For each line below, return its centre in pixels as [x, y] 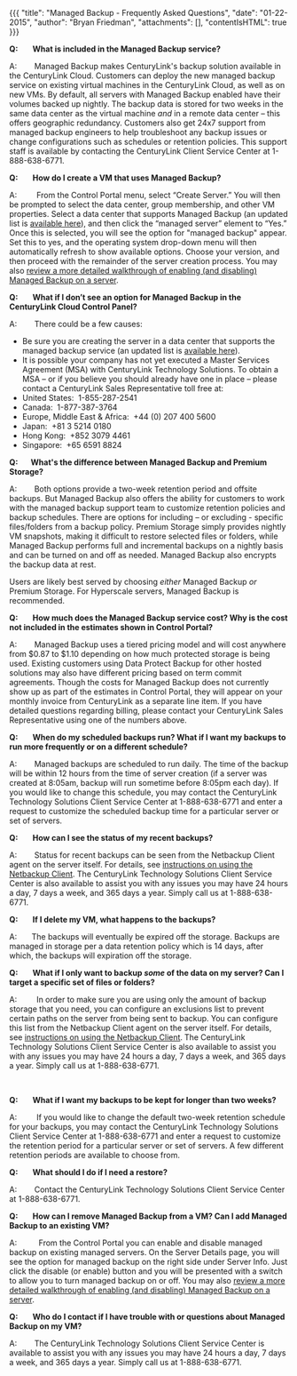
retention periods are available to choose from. [94, 1155]
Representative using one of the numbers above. [98, 720]
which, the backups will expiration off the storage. [101, 956]
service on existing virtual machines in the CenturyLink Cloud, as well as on [147, 85]
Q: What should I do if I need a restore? [89, 1172]
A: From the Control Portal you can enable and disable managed [136, 1243]
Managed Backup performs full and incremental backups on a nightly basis [146, 545]
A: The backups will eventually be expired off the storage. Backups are [145, 936]
